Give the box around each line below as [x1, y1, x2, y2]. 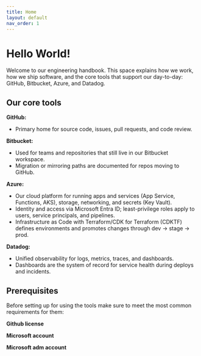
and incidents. [15, 268, 51, 275]
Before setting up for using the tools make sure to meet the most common [6, 302, 192, 309]
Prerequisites [6, 285, 58, 296]
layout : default [6, 15, 48, 21]
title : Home [6, 9, 37, 15]
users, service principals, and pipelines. [15, 212, 115, 219]
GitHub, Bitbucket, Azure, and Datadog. [6, 80, 105, 87]
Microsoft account [6, 332, 54, 339]
